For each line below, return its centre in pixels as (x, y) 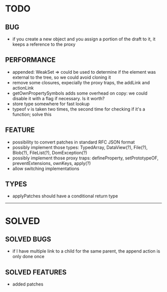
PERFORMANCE (30, 60)
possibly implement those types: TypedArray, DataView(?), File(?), (80, 147)
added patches (28, 284)
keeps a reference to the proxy (44, 44)
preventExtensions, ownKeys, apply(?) (51, 163)
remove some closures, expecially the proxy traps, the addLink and (81, 82)
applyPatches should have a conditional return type (65, 196)
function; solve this (32, 114)
